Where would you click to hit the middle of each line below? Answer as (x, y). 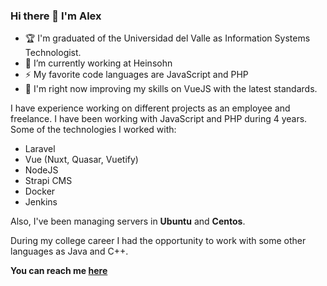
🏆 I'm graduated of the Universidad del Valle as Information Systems (167, 38)
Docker (40, 191)
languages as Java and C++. (69, 251)
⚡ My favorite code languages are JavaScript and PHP (136, 75)
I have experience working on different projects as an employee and (150, 108)
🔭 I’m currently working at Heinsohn (98, 63)
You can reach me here (59, 271)
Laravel (40, 149)
